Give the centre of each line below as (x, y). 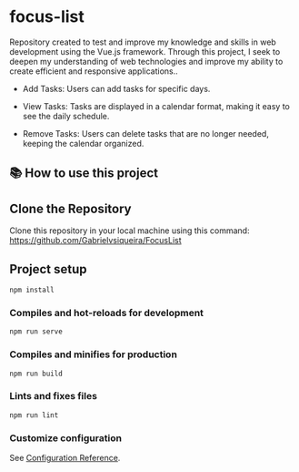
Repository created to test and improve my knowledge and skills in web (143, 42)
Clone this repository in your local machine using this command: (130, 231)
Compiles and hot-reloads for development (107, 313)
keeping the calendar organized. (83, 143)
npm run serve (36, 332)
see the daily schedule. (66, 116)
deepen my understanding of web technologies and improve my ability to (146, 61)
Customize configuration (66, 437)
